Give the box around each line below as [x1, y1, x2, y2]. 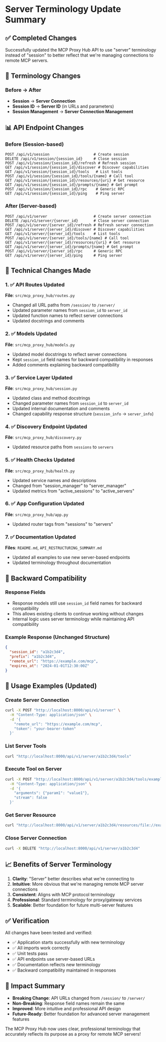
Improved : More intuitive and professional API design [12, 1005, 121, 1011]
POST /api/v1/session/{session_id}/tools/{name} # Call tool [5, 174, 134, 179]
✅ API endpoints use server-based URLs [12, 956, 95, 962]
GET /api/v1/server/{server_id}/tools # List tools [5, 231, 121, 236]
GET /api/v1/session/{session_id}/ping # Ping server [5, 191, 125, 196]
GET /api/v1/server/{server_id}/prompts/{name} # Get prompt [5, 244, 134, 249]
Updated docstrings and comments [12, 318, 85, 324]
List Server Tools [5, 742, 47, 749]
